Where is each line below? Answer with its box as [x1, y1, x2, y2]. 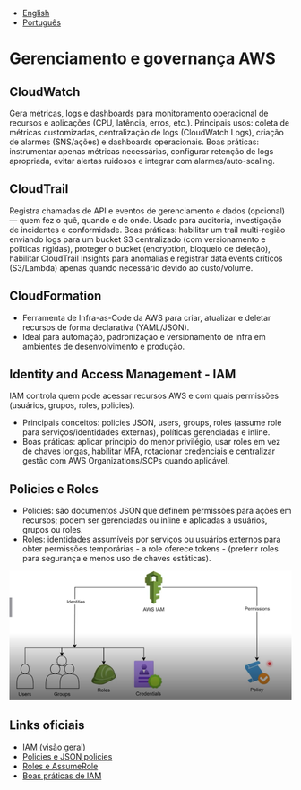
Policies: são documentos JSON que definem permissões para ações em [21, 506, 292, 517]
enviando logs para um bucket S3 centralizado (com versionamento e [9, 233, 266, 245]
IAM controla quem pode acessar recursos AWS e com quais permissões [9, 390, 279, 402]
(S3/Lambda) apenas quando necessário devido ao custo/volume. [9, 262, 254, 273]
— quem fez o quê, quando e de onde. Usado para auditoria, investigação [9, 214, 282, 225]
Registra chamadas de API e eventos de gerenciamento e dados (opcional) [9, 205, 285, 216]
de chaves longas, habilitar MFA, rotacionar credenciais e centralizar [21, 446, 276, 456]
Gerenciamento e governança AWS [9, 48, 276, 69]
